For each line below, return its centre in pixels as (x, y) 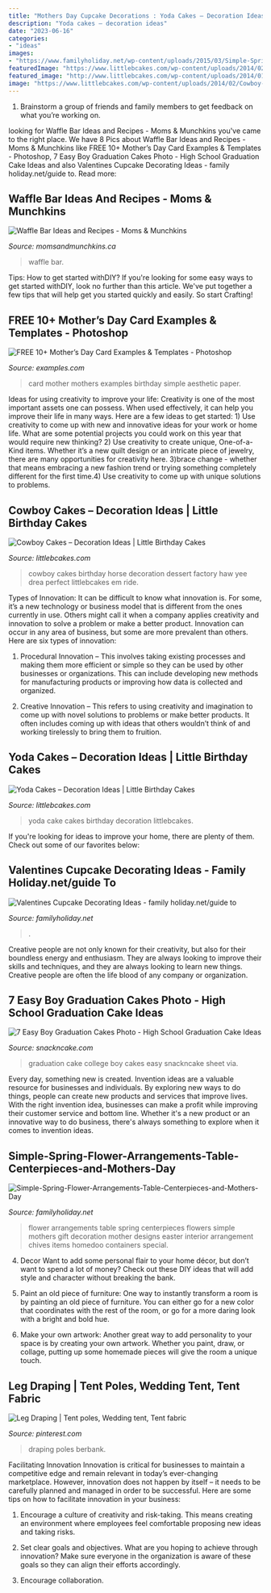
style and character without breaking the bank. (98, 1278)
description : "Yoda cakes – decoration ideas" (88, 23)
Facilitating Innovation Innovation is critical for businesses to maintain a (127, 1465)
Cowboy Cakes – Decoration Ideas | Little (113, 510)
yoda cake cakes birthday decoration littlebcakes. (110, 821)
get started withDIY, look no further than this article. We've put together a (130, 286)
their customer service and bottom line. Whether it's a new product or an (129, 1114)
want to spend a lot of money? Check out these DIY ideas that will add (137, 1269)
